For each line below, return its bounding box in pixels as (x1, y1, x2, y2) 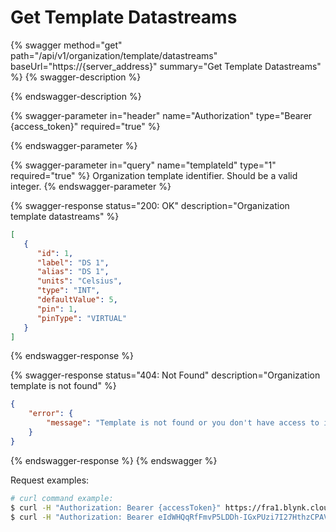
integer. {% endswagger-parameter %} (10, 180, 172, 192)
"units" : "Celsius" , (36, 276, 123, 286)
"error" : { (28, 409, 74, 419)
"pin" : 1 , (36, 304, 78, 314)
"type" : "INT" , (36, 286, 101, 296)
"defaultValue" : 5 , (36, 295, 118, 305)
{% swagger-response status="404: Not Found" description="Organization (10, 369, 321, 381)
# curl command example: (10, 493, 114, 503)
